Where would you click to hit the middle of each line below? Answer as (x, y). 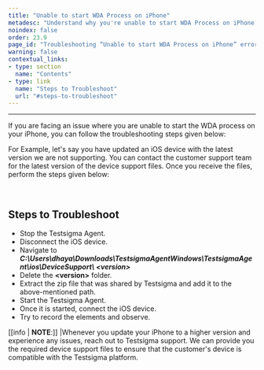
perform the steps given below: (59, 175)
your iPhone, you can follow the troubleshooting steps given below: (117, 134)
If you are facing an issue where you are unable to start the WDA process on (132, 126)
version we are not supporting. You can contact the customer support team (130, 157)
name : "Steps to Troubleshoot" (66, 89)
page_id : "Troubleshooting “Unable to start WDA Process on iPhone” (123, 45)
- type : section (35, 67)
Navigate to (38, 250)
